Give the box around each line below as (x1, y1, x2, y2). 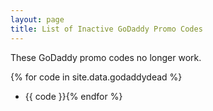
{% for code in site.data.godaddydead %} (10, 71, 183, 83)
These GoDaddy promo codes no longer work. (10, 51, 202, 63)
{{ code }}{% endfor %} (24, 90, 123, 102)
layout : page (10, 14, 65, 25)
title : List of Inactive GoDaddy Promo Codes (10, 24, 203, 34)
